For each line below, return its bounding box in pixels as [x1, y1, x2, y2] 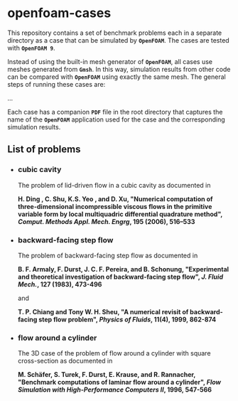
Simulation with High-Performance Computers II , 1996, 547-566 [17, 385, 212, 394]
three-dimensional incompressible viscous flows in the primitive [17, 202, 212, 210]
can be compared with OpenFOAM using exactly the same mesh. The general [7, 73, 226, 81]
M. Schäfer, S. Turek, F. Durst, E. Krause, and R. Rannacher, [17, 370, 196, 379]
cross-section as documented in [17, 357, 113, 365]
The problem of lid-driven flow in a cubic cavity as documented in [17, 181, 211, 189]
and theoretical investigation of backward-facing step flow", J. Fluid [17, 272, 224, 281]
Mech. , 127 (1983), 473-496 [17, 279, 102, 289]
